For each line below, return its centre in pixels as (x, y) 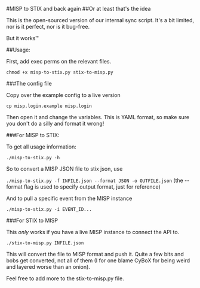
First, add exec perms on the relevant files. (59, 61)
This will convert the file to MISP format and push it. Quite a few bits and (95, 254)
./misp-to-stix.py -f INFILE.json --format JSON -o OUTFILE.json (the (95, 180)
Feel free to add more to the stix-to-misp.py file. (65, 278)
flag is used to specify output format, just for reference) (92, 187)
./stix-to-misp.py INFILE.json (45, 243)
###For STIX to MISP (32, 220)
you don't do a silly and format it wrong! (55, 123)
